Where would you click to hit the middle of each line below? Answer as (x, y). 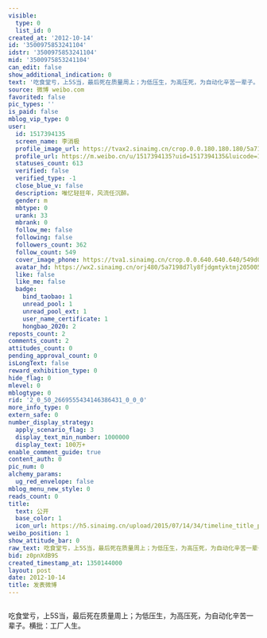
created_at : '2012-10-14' (51, 38)
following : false (44, 238)
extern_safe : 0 (33, 415)
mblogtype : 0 (30, 393)
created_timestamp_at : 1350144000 (66, 563)
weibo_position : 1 (39, 534)
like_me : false (41, 282)
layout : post (30, 570)
